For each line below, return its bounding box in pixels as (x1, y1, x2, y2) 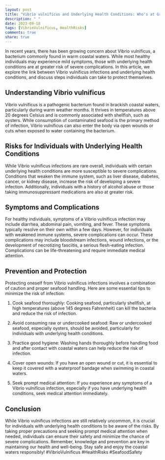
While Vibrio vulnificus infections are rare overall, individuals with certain (5, 163, 152, 169)
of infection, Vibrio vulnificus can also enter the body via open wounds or (5, 123, 154, 128)
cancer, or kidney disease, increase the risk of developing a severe (5, 178, 141, 184)
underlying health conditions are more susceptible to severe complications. (5, 168, 158, 174)
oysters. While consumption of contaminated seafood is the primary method (5, 117, 160, 123)
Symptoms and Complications (5, 203, 100, 212)
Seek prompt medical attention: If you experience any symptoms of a (12, 380, 152, 386)
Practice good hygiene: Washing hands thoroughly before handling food (12, 340, 158, 346)
